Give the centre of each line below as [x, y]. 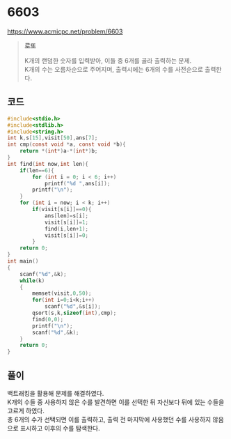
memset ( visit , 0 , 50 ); [62, 293]
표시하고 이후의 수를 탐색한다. [60, 428]
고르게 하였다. [26, 410]
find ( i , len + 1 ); [66, 229]
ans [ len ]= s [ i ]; [66, 216]
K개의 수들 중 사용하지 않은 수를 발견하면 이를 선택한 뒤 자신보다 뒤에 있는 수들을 [116, 402]
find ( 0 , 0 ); [48, 319]
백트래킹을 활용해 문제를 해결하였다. [56, 393]
